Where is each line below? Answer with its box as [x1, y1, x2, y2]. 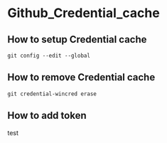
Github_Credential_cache [7, 5, 160, 21]
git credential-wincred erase [7, 90, 97, 97]
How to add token [7, 110, 87, 122]
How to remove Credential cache [7, 71, 156, 83]
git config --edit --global [7, 52, 91, 59]
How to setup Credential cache [7, 33, 147, 46]
